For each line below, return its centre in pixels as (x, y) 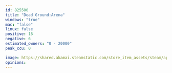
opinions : (16, 62)
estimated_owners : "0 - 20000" (39, 44)
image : (12, 58)
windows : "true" (23, 20)
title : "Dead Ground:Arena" (35, 15)
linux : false (19, 29)
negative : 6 (18, 39)
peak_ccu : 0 (18, 48)
